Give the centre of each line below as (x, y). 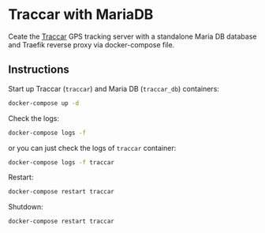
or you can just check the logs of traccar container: (92, 148)
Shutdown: (26, 207)
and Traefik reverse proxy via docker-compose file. (91, 44)
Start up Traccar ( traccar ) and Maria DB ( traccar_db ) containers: (114, 88)
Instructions (39, 70)
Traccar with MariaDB (81, 15)
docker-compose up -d (44, 103)
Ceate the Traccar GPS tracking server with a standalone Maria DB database (132, 36)
